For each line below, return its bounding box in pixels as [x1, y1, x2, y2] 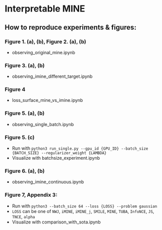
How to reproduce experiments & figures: [5, 23, 136, 32]
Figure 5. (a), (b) [5, 110, 45, 117]
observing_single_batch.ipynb [12, 121, 74, 127]
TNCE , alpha [12, 213, 36, 219]
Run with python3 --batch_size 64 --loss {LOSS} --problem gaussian [12, 203, 157, 209]
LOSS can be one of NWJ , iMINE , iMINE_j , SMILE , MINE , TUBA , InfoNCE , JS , [12, 208, 154, 214]
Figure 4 [5, 86, 26, 93]
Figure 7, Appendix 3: [5, 191, 58, 198]
